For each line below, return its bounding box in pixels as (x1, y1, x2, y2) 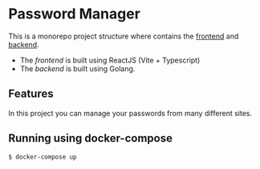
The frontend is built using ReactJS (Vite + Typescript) (19, 55, 201, 65)
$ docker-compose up (8, 153, 78, 161)
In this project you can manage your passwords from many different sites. (8, 108, 253, 118)
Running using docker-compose (8, 131, 173, 145)
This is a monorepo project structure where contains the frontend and (8, 31, 239, 41)
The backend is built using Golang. (19, 63, 136, 73)
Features (8, 87, 54, 101)
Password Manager (8, 5, 140, 23)
